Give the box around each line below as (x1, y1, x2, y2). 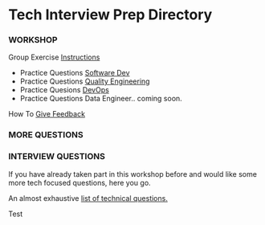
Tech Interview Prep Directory (8, 6, 213, 24)
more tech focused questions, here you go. (8, 178, 151, 187)
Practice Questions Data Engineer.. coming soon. (19, 94, 182, 104)
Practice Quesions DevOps (19, 85, 110, 95)
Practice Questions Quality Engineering (19, 76, 150, 86)
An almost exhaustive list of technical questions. (8, 193, 169, 202)
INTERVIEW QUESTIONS (8, 151, 106, 162)
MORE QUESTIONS (8, 129, 84, 141)
